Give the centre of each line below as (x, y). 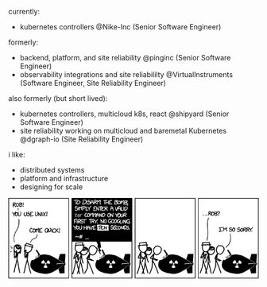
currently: (24, 12)
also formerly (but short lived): (58, 98)
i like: (17, 155)
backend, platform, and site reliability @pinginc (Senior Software (125, 58)
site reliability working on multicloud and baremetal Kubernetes (123, 131)
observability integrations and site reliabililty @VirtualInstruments (126, 74)
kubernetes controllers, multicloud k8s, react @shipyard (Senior (124, 114)
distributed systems (52, 170)
